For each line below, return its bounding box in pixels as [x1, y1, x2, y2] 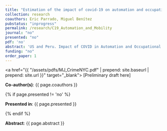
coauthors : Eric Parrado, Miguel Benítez [5, 16, 92, 21]
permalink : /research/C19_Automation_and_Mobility [5, 26, 112, 31]
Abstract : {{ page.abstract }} [5, 120, 65, 127]
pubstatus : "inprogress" [5, 21, 57, 26]
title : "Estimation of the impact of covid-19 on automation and [5, 7, 143, 12]
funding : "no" [5, 49, 35, 54]
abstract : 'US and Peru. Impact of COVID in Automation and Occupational [5, 44, 162, 49]
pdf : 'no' [5, 40, 26, 45]
